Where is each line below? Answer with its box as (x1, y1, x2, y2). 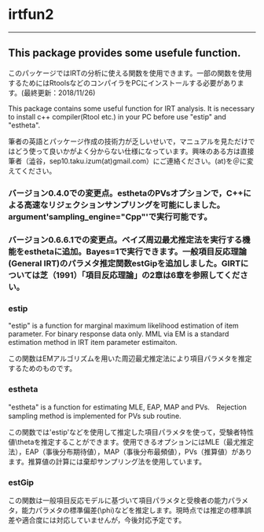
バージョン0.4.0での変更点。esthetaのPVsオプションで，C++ (8, 187, 244, 198)
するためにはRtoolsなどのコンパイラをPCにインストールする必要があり (8, 78, 237, 87)
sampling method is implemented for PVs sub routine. (8, 411, 182, 421)
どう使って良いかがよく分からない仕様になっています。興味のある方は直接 (14, 146, 255, 156)
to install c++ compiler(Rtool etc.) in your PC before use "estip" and (8, 112, 226, 121)
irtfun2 (8, 6, 54, 24)
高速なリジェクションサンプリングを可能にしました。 (24, 199, 225, 210)
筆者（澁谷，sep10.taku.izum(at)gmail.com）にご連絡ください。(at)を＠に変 (8, 156, 254, 166)
